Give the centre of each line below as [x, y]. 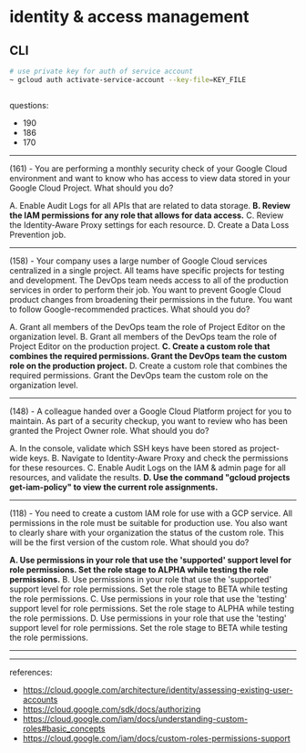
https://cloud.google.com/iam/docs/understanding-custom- [135, 718]
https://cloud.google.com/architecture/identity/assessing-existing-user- [158, 689]
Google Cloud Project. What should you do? [92, 188]
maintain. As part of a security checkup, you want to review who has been [149, 420]
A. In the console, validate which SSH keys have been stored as [128, 448]
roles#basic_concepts [64, 728]
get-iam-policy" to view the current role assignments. [114, 487]
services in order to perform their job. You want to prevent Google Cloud [145, 290]
